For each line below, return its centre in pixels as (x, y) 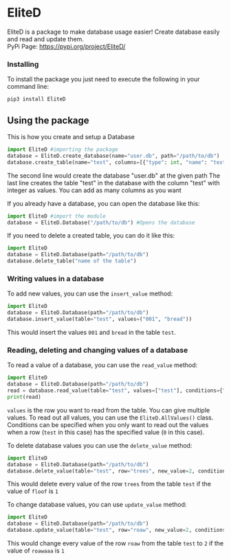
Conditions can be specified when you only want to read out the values (108, 424)
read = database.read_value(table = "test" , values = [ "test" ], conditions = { (115, 391)
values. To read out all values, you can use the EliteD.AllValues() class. (110, 417)
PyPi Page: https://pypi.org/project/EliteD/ (66, 46)
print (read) (24, 397)
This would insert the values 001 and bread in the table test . (92, 332)
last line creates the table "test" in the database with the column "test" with (113, 183)
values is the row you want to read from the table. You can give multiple (109, 410)
